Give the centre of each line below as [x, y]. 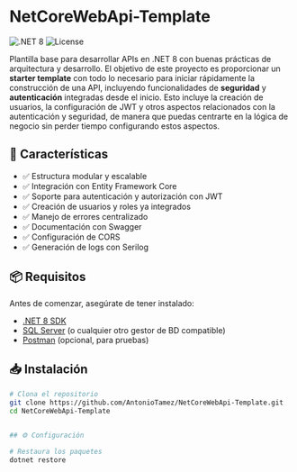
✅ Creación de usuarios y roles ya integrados [107, 206]
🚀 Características [59, 154]
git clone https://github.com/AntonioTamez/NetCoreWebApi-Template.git [146, 403]
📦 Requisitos [48, 277]
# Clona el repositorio [54, 395]
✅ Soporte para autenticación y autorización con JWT [122, 196]
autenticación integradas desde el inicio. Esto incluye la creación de [136, 97]
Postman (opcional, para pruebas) [85, 340]
